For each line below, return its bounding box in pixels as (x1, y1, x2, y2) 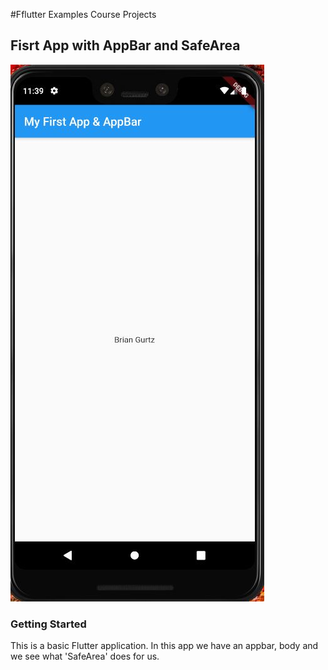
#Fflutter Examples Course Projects (10, 9, 157, 20)
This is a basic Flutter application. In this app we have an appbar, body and (10, 640, 319, 652)
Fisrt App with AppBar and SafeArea (10, 37, 241, 54)
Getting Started (10, 617, 87, 631)
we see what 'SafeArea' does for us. (10, 650, 160, 663)
